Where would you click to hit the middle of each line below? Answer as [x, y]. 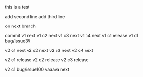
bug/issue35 [18, 41]
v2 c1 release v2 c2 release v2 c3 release [47, 60]
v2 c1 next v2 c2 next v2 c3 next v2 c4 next [49, 50]
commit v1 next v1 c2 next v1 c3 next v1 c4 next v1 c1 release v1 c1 [72, 36]
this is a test [17, 7]
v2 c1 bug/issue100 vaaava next [37, 69]
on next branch [20, 26]
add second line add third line [35, 16]
